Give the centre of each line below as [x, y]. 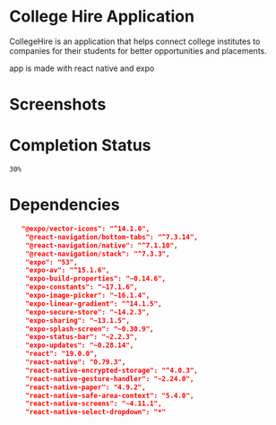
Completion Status [80, 146]
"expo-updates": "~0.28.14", [80, 346]
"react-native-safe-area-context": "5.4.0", [110, 395]
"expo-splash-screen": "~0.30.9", [90, 329]
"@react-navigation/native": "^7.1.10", [102, 245]
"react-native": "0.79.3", [76, 362]
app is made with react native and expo [82, 68]
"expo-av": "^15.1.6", [68, 271]
